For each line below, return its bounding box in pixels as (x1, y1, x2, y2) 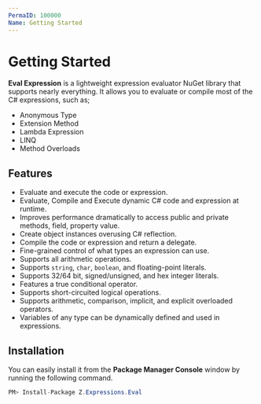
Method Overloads (19, 144, 81, 153)
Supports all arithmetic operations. (19, 255, 132, 264)
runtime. (19, 204, 47, 214)
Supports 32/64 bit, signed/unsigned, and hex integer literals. (19, 271, 219, 281)
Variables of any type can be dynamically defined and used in (19, 313, 220, 322)
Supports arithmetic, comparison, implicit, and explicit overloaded (19, 296, 233, 306)
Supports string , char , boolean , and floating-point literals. (19, 263, 207, 272)
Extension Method (19, 119, 79, 128)
